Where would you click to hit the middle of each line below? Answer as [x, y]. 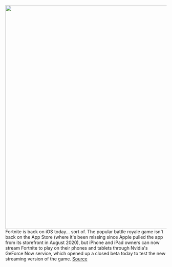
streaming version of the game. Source [47, 259]
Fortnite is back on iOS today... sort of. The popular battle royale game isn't [84, 232]
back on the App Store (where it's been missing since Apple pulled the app [84, 237]
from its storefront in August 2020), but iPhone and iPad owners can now [82, 242]
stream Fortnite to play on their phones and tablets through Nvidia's [77, 248]
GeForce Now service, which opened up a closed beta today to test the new [85, 253]
